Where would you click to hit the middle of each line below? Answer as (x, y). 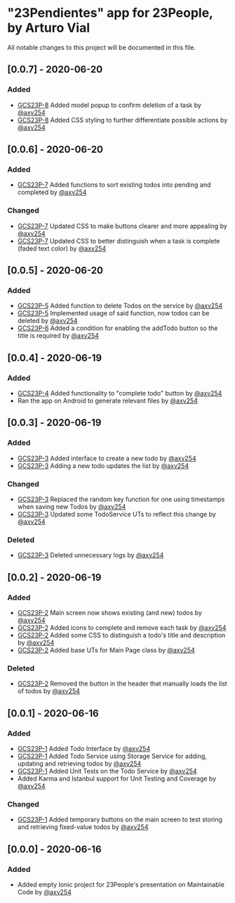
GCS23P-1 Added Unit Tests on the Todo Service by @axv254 (107, 771)
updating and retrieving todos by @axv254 (79, 763)
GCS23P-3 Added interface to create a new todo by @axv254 (107, 458)
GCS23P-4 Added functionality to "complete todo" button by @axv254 (120, 393)
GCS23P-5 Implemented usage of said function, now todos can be (113, 313)
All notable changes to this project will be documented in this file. (102, 47)
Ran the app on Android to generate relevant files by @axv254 (108, 400)
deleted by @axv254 (48, 321)
